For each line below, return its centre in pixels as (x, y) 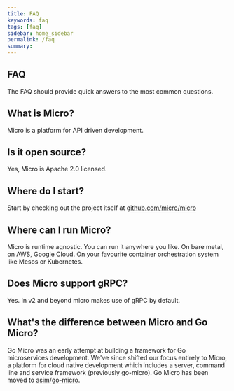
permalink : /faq (31, 40)
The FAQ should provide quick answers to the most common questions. (110, 91)
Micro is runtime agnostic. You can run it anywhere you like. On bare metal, (116, 247)
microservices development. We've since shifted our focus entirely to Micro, (117, 357)
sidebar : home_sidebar (40, 33)
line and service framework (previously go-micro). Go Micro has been (108, 372)
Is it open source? (47, 152)
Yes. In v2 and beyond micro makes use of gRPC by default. (94, 300)
